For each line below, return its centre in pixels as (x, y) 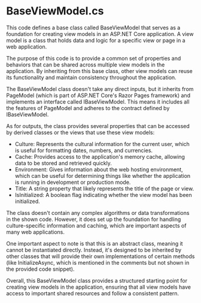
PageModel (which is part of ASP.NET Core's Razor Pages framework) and (98, 95)
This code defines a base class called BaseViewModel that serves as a (93, 28)
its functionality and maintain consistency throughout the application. (91, 77)
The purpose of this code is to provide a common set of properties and (94, 58)
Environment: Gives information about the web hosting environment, (99, 169)
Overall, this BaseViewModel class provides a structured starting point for (97, 280)
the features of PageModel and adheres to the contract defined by (88, 108)
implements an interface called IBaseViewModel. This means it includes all (98, 101)
